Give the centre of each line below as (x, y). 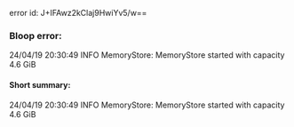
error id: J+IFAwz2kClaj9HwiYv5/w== (78, 13)
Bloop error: (36, 36)
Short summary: (40, 84)
